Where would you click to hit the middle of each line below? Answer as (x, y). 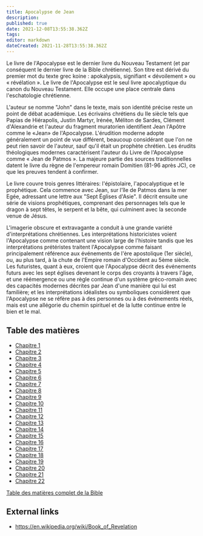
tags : (13, 35)
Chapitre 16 (29, 442)
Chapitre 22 (30, 481)
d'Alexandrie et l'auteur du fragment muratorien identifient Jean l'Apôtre (96, 126)
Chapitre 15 (29, 436)
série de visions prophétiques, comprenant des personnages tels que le (96, 203)
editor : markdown (28, 40)
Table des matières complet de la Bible (55, 492)
